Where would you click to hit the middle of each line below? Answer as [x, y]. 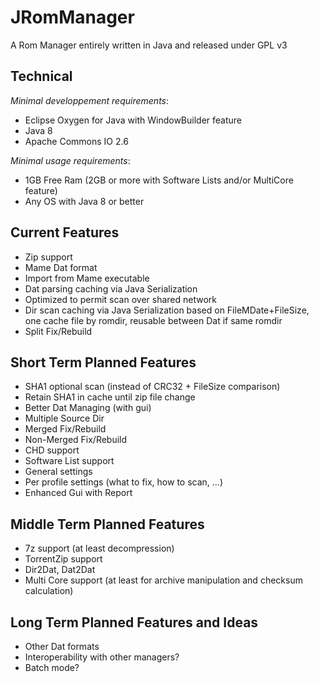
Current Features [65, 232]
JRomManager [72, 17]
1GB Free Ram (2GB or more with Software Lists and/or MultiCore [159, 180]
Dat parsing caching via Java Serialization [111, 288]
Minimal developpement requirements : [90, 100]
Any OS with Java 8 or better [84, 201]
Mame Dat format [61, 267]
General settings [58, 472]
